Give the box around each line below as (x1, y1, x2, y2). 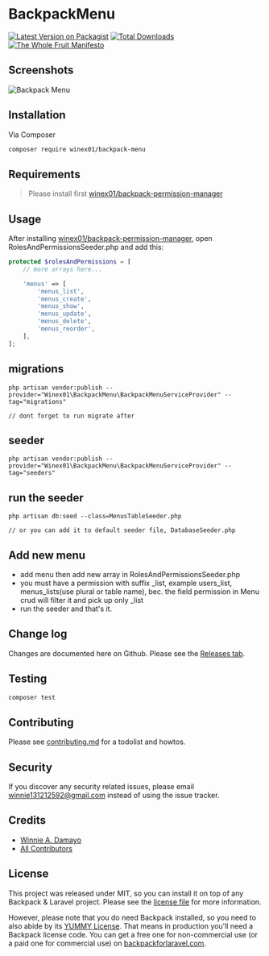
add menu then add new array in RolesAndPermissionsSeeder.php (19, 569, 241, 579)
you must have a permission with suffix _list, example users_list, (19, 578, 233, 588)
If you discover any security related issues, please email (8, 782, 195, 792)
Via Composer (8, 130, 56, 139)
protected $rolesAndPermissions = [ (8, 258, 131, 266)
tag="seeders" (8, 469, 56, 477)
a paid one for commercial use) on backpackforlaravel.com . (8, 938, 207, 948)
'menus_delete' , (37, 318, 92, 326)
